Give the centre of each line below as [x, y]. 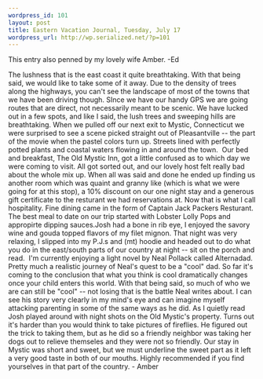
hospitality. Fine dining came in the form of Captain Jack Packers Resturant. [131, 208]
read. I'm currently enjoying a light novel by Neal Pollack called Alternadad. [130, 258]
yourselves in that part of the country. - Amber [84, 366]
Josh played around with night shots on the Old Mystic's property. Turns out [131, 317]
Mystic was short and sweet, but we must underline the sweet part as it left [130, 350]
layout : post [29, 23]
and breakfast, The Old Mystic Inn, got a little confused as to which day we [129, 159]
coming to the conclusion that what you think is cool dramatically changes [128, 275]
